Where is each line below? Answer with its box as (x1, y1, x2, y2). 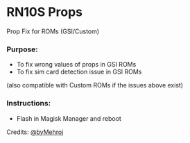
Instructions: (6, 99, 51, 108)
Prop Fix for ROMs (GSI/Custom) (6, 27, 100, 35)
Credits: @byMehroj (6, 128, 64, 136)
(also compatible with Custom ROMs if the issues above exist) (6, 81, 184, 90)
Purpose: (6, 44, 39, 54)
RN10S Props (6, 4, 83, 20)
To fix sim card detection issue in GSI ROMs (16, 67, 142, 76)
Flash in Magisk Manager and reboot (16, 114, 122, 122)
